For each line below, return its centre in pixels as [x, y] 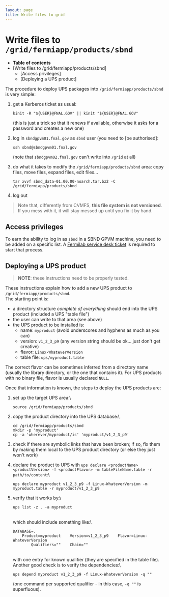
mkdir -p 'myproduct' [35, 431]
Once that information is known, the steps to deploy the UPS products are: [83, 388]
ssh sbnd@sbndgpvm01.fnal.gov [45, 148]
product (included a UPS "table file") [51, 314]
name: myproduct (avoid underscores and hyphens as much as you [90, 330]
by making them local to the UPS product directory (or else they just [84, 450]
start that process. [25, 250]
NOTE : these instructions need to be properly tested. [73, 278]
